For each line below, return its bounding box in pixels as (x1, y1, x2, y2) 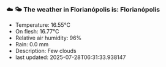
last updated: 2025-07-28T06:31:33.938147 (15, 54, 126, 61)
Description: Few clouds (15, 48, 77, 55)
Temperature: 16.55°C (15, 21, 70, 29)
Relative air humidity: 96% (15, 34, 82, 41)
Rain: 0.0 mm (15, 41, 49, 48)
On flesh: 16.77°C (15, 28, 59, 35)
